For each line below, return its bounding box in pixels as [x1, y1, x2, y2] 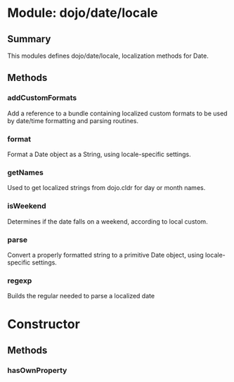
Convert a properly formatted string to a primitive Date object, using [7, 250, 204, 259]
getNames [7, 167, 44, 177]
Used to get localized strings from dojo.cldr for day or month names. [7, 184, 206, 192]
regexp [7, 276, 32, 286]
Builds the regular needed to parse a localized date [7, 292, 155, 300]
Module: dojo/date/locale [7, 5, 158, 21]
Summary [7, 33, 51, 45]
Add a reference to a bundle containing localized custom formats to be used [7, 109, 228, 117]
